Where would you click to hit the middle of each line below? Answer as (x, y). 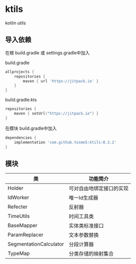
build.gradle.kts (21, 100)
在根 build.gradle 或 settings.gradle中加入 (48, 53)
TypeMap (19, 254)
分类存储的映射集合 (91, 254)
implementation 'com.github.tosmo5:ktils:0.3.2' (65, 142)
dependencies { (21, 138)
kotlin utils (16, 23)
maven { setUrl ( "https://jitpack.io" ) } (56, 113)
